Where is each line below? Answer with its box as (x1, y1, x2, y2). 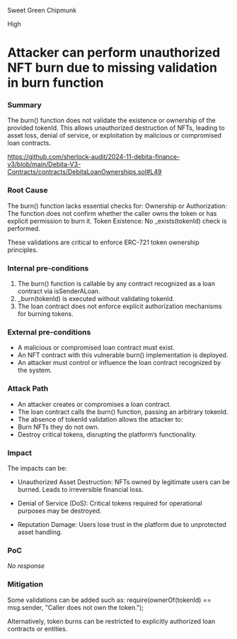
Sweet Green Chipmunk (7, 6, 77, 14)
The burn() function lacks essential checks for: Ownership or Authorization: (7, 202, 228, 210)
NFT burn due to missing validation (7, 60, 218, 76)
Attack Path (7, 383, 49, 393)
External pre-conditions (7, 327, 91, 337)
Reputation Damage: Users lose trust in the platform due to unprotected (17, 520, 226, 528)
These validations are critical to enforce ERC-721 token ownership (7, 238, 200, 246)
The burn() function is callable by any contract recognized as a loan (17, 280, 216, 288)
